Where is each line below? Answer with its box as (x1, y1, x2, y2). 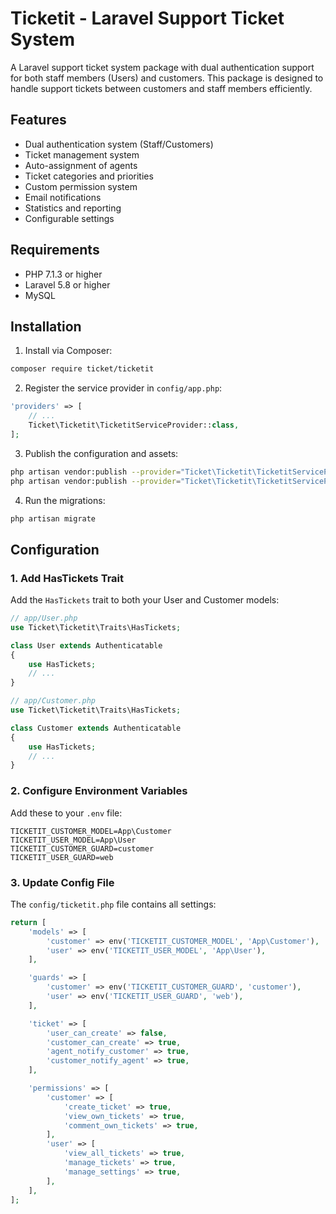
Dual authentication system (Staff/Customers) (24, 138, 214, 150)
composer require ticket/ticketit (10, 364, 155, 374)
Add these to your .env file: (10, 807, 123, 819)
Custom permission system (24, 180, 138, 192)
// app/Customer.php (10, 696, 97, 706)
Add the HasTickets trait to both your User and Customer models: (10, 594, 280, 606)
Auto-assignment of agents (24, 159, 138, 171)
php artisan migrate (10, 513, 97, 524)
